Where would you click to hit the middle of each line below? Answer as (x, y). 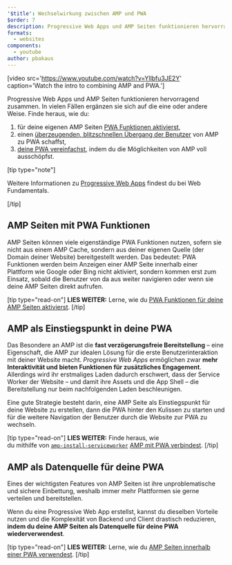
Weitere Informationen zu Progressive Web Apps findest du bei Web (104, 183)
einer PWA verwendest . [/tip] (48, 555)
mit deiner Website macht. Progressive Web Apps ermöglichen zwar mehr (113, 360)
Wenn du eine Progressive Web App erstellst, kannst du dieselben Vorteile (113, 512)
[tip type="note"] (31, 169)
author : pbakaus (30, 59)
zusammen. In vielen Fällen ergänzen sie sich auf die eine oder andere (107, 106)
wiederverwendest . (36, 534)
